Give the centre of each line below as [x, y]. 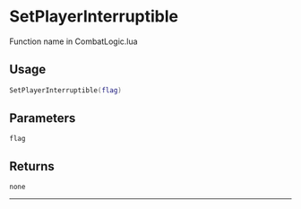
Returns [32, 166]
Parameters [43, 118]
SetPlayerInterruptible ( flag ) [66, 90]
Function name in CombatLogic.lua [73, 41]
